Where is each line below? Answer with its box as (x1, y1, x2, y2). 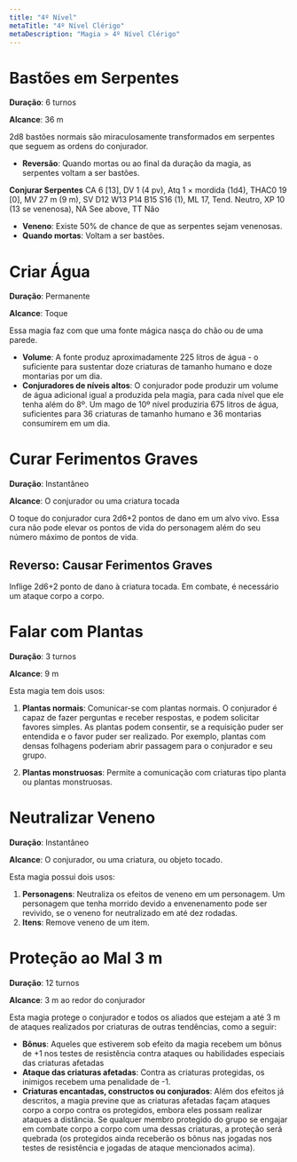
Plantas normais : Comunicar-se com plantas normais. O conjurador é (21, 703, 277, 713)
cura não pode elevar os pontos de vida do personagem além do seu (9, 522, 262, 533)
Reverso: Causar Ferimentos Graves (9, 557, 213, 573)
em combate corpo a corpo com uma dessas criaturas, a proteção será (21, 1123, 283, 1134)
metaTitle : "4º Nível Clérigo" (9, 21, 125, 30)
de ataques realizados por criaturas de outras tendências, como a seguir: (9, 1021, 277, 1031)
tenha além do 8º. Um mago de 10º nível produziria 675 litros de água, (21, 399, 279, 410)
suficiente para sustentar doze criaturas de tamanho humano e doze (21, 362, 273, 372)
